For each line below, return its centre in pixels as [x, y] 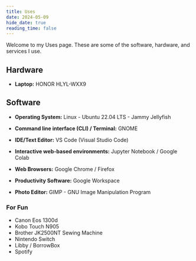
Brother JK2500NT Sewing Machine [59, 233]
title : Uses [21, 12]
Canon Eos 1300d [36, 220]
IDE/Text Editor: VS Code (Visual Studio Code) [71, 140]
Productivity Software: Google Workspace [67, 181]
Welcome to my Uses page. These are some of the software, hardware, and [98, 45]
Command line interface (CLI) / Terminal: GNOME [76, 128]
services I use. [24, 51]
